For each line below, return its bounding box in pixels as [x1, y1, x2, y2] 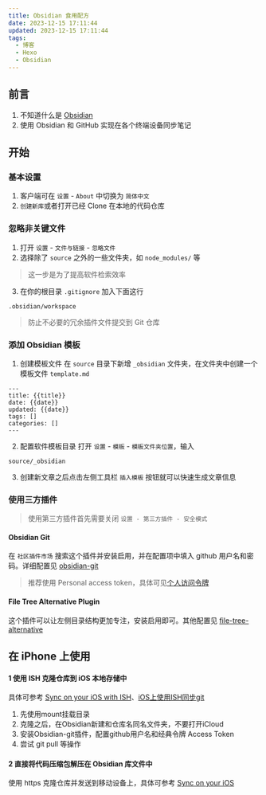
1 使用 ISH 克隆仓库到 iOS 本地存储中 [8, 673, 127, 683]
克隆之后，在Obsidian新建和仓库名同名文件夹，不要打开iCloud [19, 719, 225, 729]
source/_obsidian [8, 457, 66, 465]
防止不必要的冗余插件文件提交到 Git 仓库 [27, 317, 161, 327]
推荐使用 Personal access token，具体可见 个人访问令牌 [27, 578, 209, 588]
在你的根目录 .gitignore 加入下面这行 [19, 286, 144, 296]
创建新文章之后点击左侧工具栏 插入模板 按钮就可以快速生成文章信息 [19, 472, 237, 482]
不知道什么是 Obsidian [19, 110, 93, 119]
